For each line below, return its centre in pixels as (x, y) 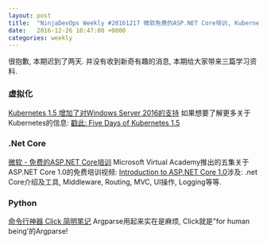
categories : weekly (41, 38)
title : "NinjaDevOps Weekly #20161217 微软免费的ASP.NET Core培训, (120, 23)
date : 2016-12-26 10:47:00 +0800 (67, 30)
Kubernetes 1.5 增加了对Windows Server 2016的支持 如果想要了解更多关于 (130, 113)
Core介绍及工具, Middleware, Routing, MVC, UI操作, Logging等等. (115, 182)
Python (23, 203)
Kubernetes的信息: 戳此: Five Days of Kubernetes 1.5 (94, 122)
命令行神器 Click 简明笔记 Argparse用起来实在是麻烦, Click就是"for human (129, 221)
